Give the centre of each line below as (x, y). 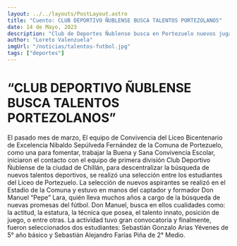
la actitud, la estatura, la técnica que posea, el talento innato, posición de (114, 212)
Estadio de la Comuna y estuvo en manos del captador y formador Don (110, 190)
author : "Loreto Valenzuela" (50, 40)
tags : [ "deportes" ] (36, 54)
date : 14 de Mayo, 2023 (42, 27)
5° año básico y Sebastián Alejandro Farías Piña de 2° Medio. (96, 235)
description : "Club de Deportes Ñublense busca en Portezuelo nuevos (112, 33)
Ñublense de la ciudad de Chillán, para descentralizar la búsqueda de (108, 167)
